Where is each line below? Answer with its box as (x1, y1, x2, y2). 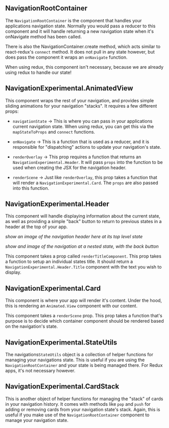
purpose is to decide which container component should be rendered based (5, 318, 164, 324)
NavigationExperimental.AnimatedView (5, 84, 133, 93)
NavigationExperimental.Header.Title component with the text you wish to (5, 264, 162, 270)
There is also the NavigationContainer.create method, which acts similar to (5, 43, 161, 50)
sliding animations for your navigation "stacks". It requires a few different (5, 103, 157, 109)
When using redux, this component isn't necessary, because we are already (5, 64, 163, 70)
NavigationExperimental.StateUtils (5, 338, 117, 347)
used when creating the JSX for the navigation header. (12, 164, 126, 170)
